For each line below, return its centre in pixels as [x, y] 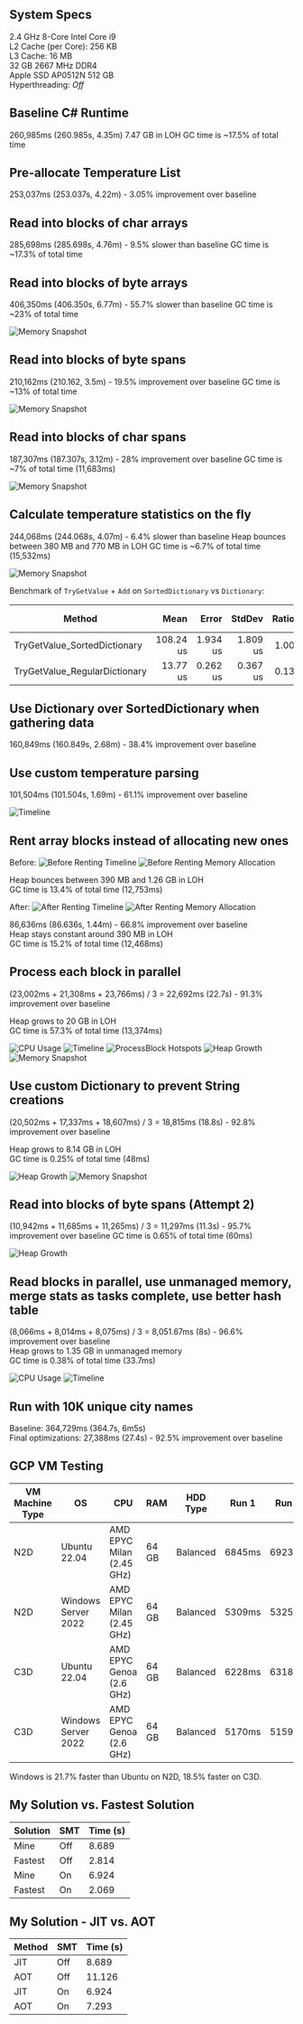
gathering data [52, 722]
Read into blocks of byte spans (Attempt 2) [132, 1204]
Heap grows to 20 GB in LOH [63, 1021]
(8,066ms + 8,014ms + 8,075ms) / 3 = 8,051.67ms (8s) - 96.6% [126, 1332]
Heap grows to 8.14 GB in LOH [65, 1149]
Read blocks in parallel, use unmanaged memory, [151, 1282]
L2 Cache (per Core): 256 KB [63, 46]
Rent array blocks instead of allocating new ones [149, 841]
